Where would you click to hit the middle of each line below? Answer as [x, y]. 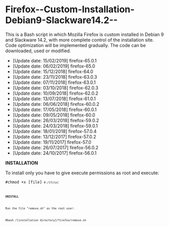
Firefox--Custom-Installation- [70, 9]
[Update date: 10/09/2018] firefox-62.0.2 [55, 93]
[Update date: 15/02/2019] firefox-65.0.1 [55, 60]
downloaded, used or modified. [38, 51]
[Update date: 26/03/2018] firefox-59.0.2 [56, 120]
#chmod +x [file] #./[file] [32, 182]
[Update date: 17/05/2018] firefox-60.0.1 [55, 109]
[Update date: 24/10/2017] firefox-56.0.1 [55, 153]
